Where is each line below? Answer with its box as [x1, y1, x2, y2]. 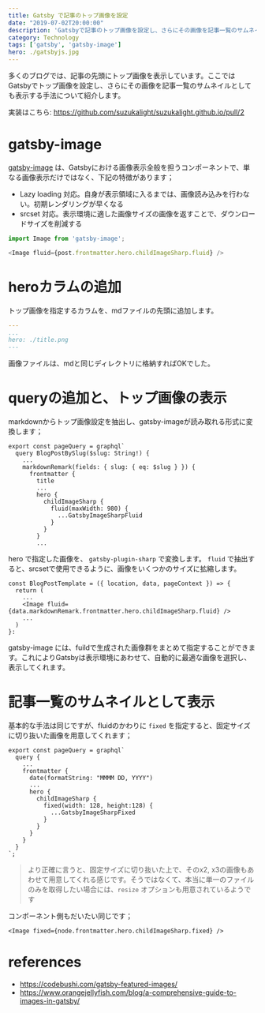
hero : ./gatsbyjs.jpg [8, 48, 80, 56]
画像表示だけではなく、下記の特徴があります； [21, 172, 174, 182]
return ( [15, 587, 44, 595]
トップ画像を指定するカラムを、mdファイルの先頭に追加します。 [8, 306, 218, 315]
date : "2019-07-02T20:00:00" [8, 19, 104, 27]
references [8, 953, 82, 971]
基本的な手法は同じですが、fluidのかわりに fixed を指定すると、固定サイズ [8, 721, 251, 730]
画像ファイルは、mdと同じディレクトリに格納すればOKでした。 [8, 358, 215, 368]
